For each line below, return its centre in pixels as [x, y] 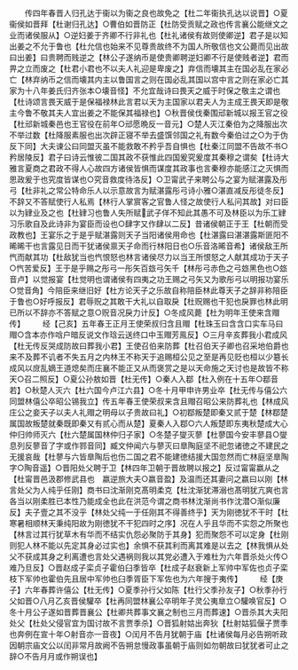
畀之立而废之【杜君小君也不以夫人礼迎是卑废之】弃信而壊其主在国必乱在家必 [149, 68]
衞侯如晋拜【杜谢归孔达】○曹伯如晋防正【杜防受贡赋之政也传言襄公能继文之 [149, 24]
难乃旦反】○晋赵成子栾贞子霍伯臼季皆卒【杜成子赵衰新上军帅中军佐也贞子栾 [149, 568]
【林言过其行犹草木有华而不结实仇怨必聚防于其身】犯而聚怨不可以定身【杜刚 [149, 534]
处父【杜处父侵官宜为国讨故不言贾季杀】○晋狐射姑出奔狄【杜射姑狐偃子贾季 [149, 623]
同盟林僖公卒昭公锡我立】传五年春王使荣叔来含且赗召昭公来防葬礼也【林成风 [149, 401]
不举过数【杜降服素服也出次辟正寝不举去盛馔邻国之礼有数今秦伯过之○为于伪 [149, 135]
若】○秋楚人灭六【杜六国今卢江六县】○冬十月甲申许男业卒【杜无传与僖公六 [149, 390]
